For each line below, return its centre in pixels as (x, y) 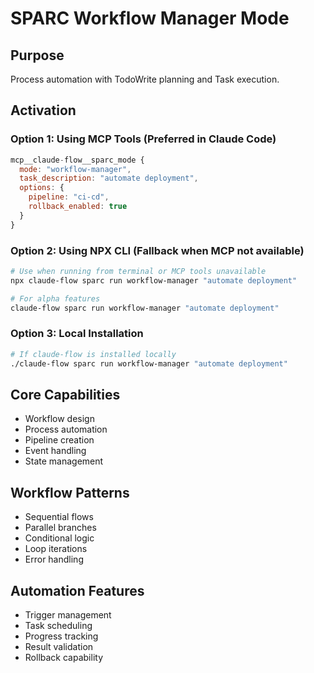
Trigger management (68, 614)
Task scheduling (58, 625)
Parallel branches (60, 528)
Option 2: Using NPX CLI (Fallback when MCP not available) (157, 250)
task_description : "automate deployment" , (109, 178)
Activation (43, 110)
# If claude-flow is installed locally (93, 354)
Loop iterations (56, 549)
